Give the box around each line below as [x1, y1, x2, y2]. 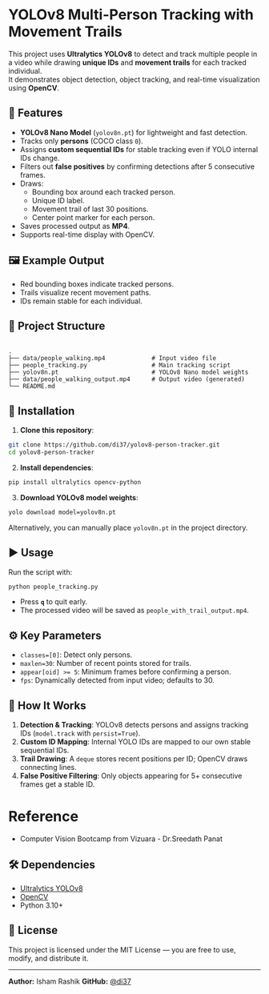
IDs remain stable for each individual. [19, 296, 143, 306]
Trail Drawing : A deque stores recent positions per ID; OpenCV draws [19, 754, 248, 764]
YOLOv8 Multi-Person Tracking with [8, 6, 255, 24]
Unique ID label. [31, 195, 85, 205]
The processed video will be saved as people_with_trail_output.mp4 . [19, 606, 250, 615]
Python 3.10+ [19, 900, 64, 910]
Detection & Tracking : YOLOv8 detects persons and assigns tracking [19, 720, 249, 729]
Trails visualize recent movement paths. [19, 287, 151, 297]
